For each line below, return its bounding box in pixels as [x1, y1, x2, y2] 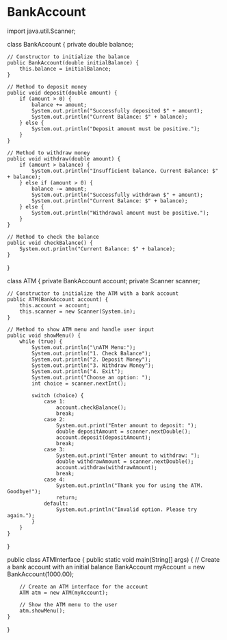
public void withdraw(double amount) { [7, 155, 121, 162]
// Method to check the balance [7, 233, 99, 240]
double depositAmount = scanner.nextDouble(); [55, 428, 191, 435]
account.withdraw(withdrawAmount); [55, 464, 157, 471]
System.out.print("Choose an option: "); [31, 374, 152, 381]
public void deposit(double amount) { [7, 89, 118, 96]
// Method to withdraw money [7, 149, 90, 156]
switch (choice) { [31, 392, 84, 399]
